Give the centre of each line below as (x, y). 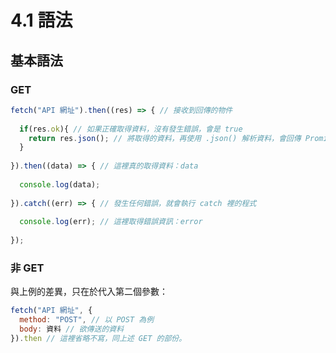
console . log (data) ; (60, 184)
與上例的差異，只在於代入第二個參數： (89, 292)
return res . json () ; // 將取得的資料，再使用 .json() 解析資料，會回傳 (165, 138)
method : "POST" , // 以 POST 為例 (87, 320)
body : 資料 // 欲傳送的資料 (72, 329)
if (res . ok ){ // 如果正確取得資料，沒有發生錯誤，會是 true (131, 129)
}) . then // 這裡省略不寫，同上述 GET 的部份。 (98, 338)
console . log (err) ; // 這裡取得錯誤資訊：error (111, 222)
